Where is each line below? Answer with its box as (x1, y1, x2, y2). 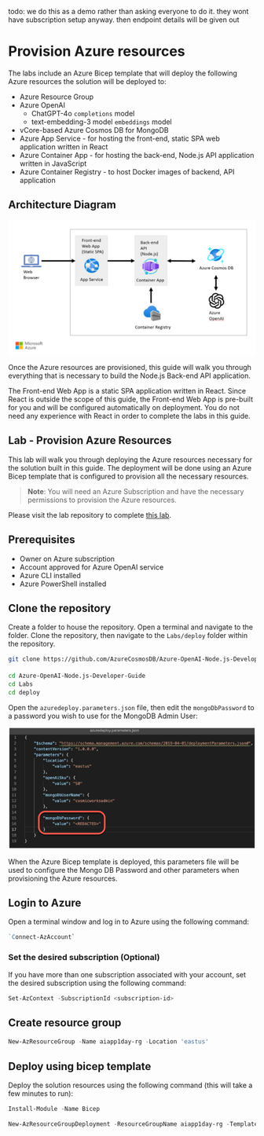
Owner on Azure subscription (19, 554, 115, 563)
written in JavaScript (19, 159, 87, 168)
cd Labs (8, 680, 34, 688)
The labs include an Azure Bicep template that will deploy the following (8, 68, 238, 78)
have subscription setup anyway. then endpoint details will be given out (8, 15, 240, 24)
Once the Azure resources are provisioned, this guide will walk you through (8, 362, 251, 372)
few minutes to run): (8, 1088, 73, 1098)
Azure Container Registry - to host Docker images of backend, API (19, 167, 235, 176)
